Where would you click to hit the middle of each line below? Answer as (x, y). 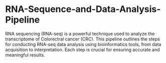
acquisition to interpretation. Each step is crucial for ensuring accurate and (82, 49)
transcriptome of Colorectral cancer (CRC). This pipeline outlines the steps (82, 39)
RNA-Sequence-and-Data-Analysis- (83, 9)
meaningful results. (25, 55)
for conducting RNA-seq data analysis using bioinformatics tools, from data (83, 44)
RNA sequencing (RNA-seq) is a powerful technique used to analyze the (80, 33)
